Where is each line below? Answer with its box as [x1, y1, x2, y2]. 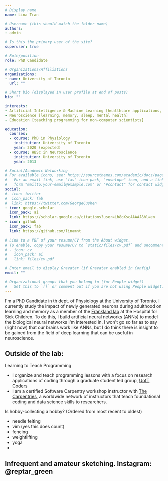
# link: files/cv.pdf [5, 257, 55, 262]
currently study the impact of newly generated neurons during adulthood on [5, 303, 162, 309]
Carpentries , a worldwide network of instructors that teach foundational [12, 394, 160, 400]
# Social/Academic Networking [5, 168, 68, 173]
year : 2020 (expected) [14, 145, 61, 150]
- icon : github [5, 219, 37, 224]
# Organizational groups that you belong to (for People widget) [5, 279, 144, 284]
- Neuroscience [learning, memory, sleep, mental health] [5, 113, 128, 118]
